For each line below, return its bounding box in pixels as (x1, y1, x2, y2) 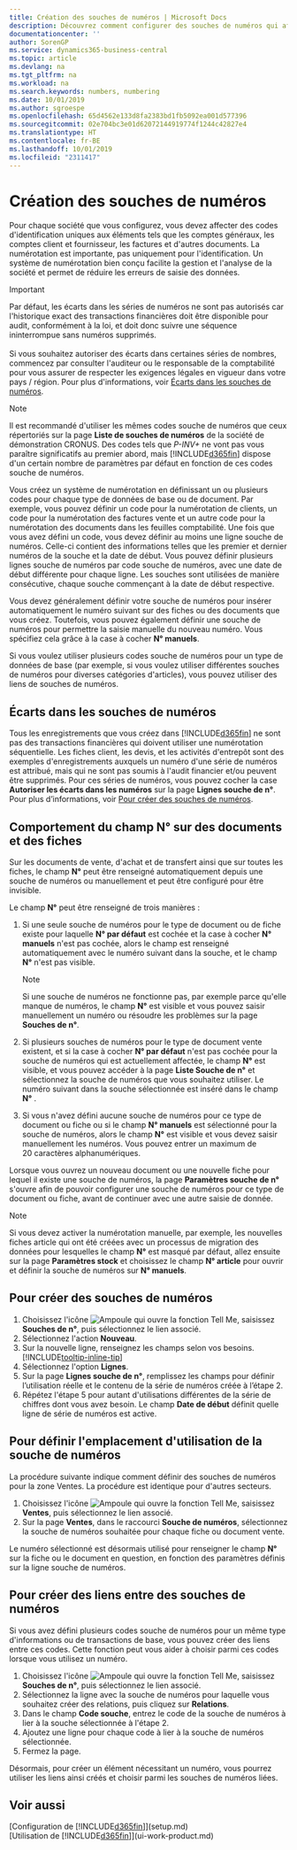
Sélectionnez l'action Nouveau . (21, 1333, 137, 1344)
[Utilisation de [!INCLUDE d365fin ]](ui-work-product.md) (9, 1831, 214, 1841)
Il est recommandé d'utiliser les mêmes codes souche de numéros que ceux (9, 420, 287, 431)
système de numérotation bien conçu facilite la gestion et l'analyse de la (9, 258, 272, 268)
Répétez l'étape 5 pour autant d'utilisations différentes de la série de (21, 1389, 271, 1399)
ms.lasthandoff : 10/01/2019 (9, 144, 113, 153)
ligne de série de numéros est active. (21, 1408, 157, 1419)
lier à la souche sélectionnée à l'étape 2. (21, 1717, 170, 1728)
